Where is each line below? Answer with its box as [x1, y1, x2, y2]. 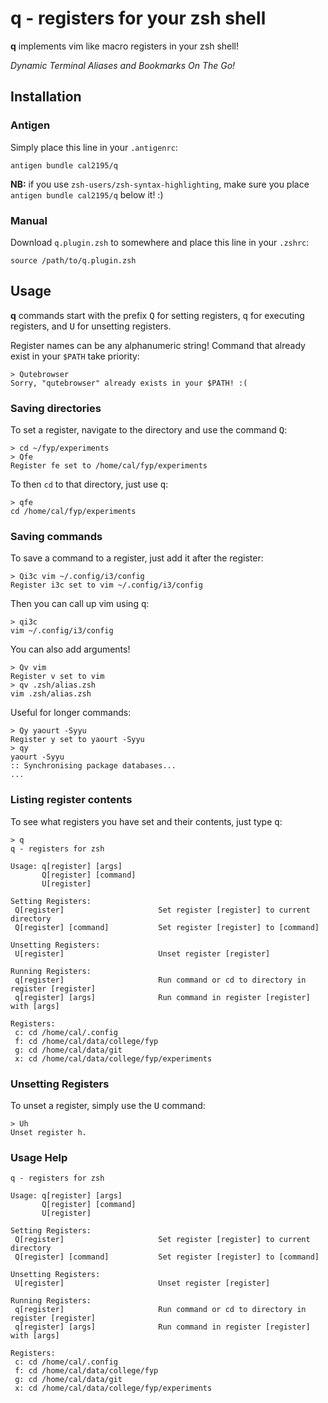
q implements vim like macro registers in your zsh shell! [10, 40, 240, 52]
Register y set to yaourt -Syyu [10, 735, 145, 745]
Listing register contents [10, 793, 133, 807]
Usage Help [10, 1150, 68, 1164]
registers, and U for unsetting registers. [10, 320, 172, 332]
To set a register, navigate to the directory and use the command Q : [10, 424, 288, 436]
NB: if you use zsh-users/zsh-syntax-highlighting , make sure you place [10, 178, 310, 190]
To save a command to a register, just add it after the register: [10, 552, 264, 564]
